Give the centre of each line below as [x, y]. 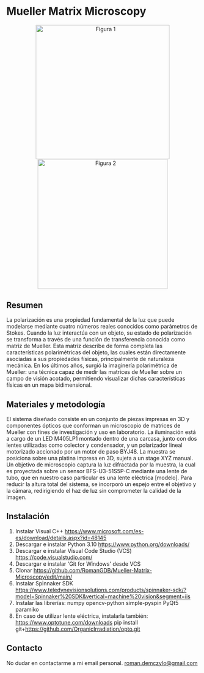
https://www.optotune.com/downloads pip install [77, 622]
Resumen [25, 305]
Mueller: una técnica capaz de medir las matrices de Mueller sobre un [94, 372]
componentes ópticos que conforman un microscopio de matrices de [93, 425]
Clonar [24, 570]
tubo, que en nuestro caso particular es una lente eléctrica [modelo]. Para [99, 477]
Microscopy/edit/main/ [44, 577]
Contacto [24, 648]
